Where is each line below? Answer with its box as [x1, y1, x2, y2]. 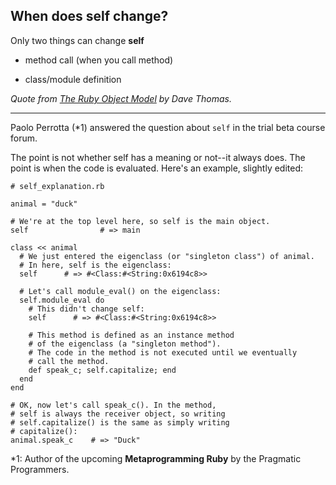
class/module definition [24, 73, 122, 85]
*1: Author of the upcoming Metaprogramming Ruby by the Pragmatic [10, 452, 302, 464]
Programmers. [10, 463, 70, 475]
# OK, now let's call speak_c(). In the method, [10, 400, 217, 410]
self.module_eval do [19, 295, 105, 305]
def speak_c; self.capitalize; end [28, 365, 177, 375]
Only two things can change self [10, 34, 145, 46]
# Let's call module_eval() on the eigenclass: [19, 286, 222, 296]
